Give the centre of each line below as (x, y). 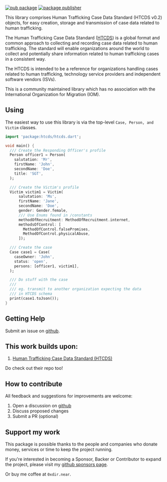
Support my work (33, 432)
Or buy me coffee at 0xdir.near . (38, 474)
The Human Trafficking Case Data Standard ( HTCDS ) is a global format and (83, 38)
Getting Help (25, 319)
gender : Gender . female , (43, 211)
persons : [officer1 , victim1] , (47, 266)
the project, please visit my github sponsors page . (57, 464)
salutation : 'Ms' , (37, 197)
